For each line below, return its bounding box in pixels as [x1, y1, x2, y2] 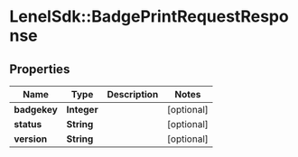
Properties [9, 61, 70, 77]
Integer [66, 104, 98, 115]
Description [107, 88, 159, 100]
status [14, 118, 42, 130]
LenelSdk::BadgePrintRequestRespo [9, 6, 289, 27]
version [14, 133, 48, 145]
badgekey [14, 104, 59, 115]
